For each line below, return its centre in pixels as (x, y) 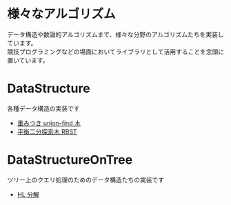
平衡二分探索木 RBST (47, 131)
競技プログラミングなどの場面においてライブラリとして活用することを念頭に (116, 52)
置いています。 (28, 60)
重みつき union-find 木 (49, 123)
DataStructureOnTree (70, 160)
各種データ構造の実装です (43, 108)
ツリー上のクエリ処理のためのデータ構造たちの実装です (86, 180)
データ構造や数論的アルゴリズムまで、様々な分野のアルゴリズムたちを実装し (115, 34)
